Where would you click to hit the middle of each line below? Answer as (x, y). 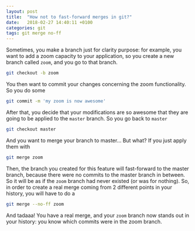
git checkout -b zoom (32, 73)
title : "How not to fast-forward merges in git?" (69, 17)
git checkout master (31, 129)
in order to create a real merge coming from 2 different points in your (89, 187)
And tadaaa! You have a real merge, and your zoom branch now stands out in (97, 215)
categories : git (26, 28)
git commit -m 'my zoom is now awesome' (56, 101)
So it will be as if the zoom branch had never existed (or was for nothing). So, (97, 181)
